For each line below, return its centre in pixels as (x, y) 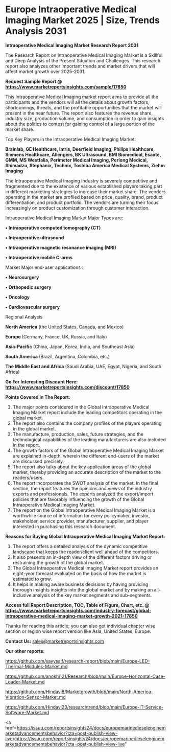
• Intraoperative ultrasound (35, 237)
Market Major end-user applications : (44, 267)
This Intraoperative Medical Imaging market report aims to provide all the (82, 97)
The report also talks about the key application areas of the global (82, 467)
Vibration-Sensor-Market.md (36, 697)
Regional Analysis (24, 317)
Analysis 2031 (36, 31)
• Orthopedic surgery (28, 287)
